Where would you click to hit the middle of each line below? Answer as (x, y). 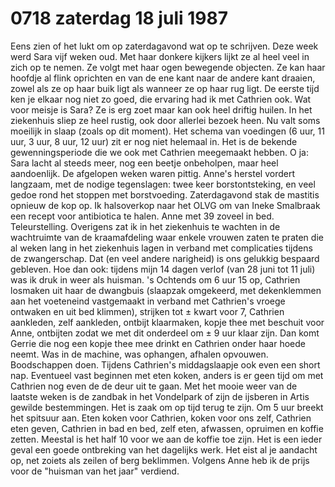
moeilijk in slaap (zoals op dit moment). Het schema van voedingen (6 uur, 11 (167, 131)
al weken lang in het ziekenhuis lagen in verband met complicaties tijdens (161, 248)
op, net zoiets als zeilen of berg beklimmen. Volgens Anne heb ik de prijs (160, 460)
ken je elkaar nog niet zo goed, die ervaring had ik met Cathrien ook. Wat (161, 99)
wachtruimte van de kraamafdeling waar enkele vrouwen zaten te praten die (167, 237)
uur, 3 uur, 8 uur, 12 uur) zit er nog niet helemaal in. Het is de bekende (154, 141)
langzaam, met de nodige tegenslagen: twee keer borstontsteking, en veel (163, 184)
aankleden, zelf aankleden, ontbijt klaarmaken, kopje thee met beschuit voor (167, 322)
